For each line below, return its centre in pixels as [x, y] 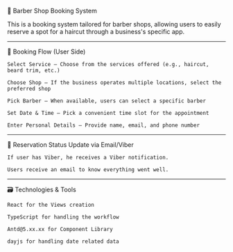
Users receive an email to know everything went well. [88, 170]
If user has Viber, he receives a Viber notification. [88, 157]
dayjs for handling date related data [63, 242]
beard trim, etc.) [34, 70]
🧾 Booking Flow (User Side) [46, 52]
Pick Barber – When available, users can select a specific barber [107, 101]
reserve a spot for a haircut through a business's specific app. [96, 32]
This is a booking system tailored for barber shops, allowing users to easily [114, 24]
